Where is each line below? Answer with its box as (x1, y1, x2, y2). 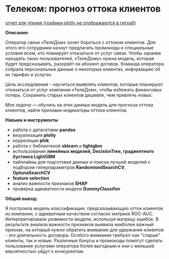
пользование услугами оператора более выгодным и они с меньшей (5, 243, 155, 249)
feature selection (12, 175, 49, 181)
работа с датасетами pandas (12, 127, 76, 133)
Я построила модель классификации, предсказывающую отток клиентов (5, 205, 163, 211)
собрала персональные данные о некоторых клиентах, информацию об (5, 66, 160, 72)
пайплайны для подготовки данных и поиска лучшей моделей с (12, 159, 151, 165)
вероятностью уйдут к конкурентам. (5, 248, 85, 254)
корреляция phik (12, 137, 49, 143)
